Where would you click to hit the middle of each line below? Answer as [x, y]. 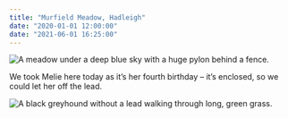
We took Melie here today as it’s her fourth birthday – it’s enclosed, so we [144, 77]
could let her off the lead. [56, 87]
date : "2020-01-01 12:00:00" [64, 26]
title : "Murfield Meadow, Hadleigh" [77, 17]
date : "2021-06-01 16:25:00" [64, 34]
